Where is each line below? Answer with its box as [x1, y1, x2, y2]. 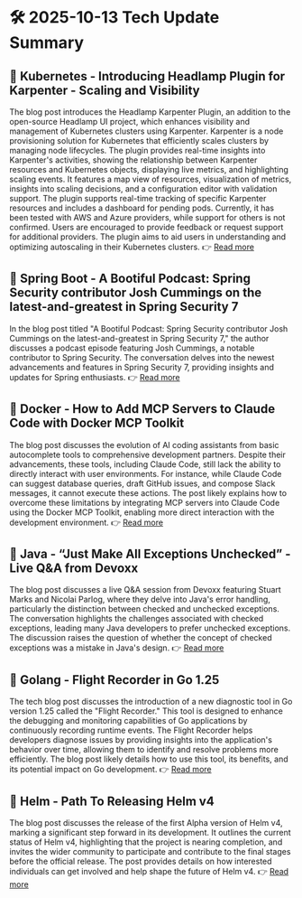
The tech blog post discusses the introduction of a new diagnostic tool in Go [9, 697, 293, 707]
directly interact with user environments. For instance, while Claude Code [9, 468, 282, 479]
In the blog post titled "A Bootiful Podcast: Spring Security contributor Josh [9, 323, 288, 334]
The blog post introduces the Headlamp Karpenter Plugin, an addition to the [9, 107, 291, 117]
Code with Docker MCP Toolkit [9, 416, 185, 431]
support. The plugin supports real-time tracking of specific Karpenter [9, 193, 267, 203]
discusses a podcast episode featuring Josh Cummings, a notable [9, 342, 255, 353]
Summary [9, 33, 84, 53]
